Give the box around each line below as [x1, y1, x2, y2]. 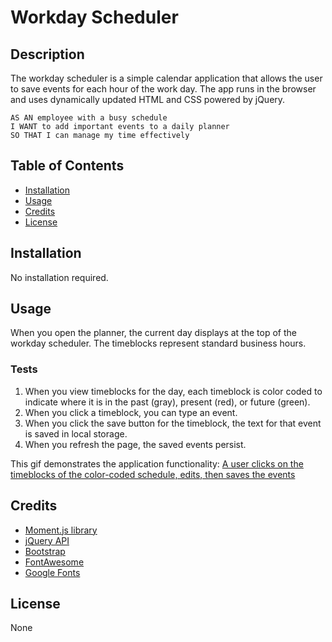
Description [10, 46, 85, 63]
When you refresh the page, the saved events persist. [24, 438, 247, 450]
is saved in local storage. [24, 427, 128, 440]
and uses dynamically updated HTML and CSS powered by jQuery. [10, 94, 286, 105]
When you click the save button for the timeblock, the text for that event [24, 417, 322, 429]
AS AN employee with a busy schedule [10, 113, 168, 123]
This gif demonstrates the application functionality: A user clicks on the [10, 457, 304, 470]
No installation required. [10, 271, 109, 283]
